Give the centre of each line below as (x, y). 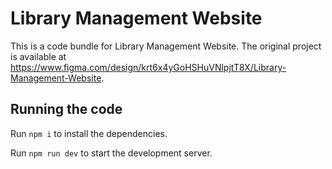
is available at (38, 56)
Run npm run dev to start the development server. (111, 153)
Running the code (66, 109)
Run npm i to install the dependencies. (89, 133)
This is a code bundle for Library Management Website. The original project (166, 46)
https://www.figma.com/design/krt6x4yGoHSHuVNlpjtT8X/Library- (148, 67)
